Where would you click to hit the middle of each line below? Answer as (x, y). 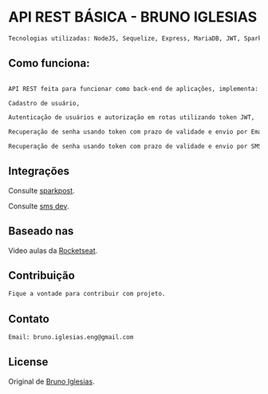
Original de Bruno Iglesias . (51, 381)
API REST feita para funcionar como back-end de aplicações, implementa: (134, 89)
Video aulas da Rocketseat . (53, 250)
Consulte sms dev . (39, 206)
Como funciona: (49, 64)
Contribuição (42, 276)
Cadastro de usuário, (44, 103)
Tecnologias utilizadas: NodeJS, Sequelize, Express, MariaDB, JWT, (124, 38)
